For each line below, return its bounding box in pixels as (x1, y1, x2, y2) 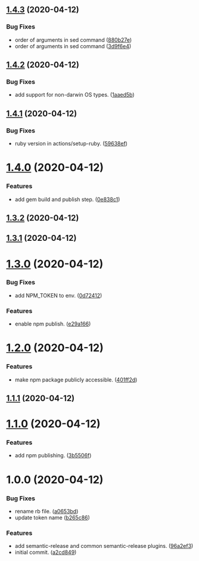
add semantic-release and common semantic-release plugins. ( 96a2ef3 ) (14, 543, 194, 550)
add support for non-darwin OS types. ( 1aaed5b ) (14, 91, 135, 98)
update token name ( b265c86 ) (14, 514, 91, 521)
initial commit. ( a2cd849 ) (14, 548, 77, 556)
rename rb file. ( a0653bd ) (14, 507, 79, 514)
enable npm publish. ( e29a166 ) (14, 320, 91, 327)
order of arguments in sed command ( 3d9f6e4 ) (14, 42, 132, 49)
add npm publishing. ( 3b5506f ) (14, 452, 92, 459)
